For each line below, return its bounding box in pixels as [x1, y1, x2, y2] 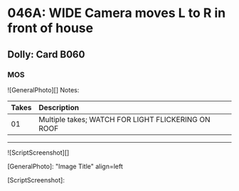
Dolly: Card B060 [7, 48, 85, 60]
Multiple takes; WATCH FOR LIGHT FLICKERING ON [38, 114, 211, 124]
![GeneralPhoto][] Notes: [7, 85, 80, 94]
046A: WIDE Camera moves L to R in [7, 5, 226, 21]
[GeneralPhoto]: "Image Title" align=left [7, 162, 123, 170]
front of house [7, 20, 94, 36]
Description [38, 102, 80, 112]
